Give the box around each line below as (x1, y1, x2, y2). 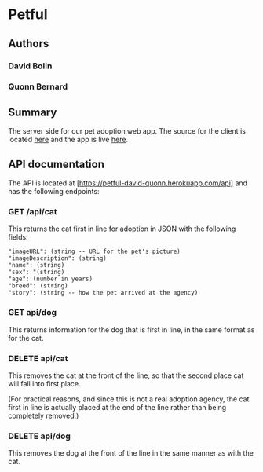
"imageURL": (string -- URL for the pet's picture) (8, 247, 181, 256)
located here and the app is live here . (8, 135, 128, 145)
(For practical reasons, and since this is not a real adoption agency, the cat (8, 394, 250, 404)
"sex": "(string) (8, 269, 65, 276)
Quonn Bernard (8, 81, 68, 92)
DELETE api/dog (8, 430, 71, 441)
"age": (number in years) (8, 275, 93, 284)
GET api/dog (8, 307, 57, 318)
